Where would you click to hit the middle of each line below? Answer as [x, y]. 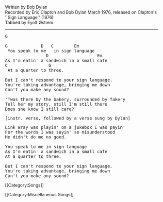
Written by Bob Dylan [26, 7]
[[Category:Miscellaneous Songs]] [39, 194]
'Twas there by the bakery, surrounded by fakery [65, 99]
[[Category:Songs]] [24, 185]
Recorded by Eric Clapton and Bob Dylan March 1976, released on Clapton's [81, 12]
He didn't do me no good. [36, 137]
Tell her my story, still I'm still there [56, 104]
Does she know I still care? [40, 109]
